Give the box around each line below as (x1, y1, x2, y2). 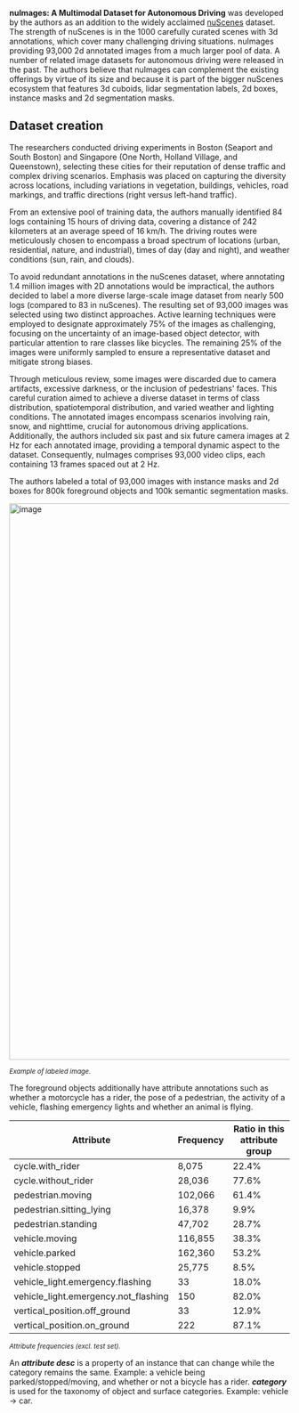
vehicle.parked (13, 1247, 76, 1259)
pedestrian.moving (13, 1189, 93, 1201)
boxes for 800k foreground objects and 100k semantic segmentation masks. (9, 485, 289, 496)
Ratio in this (232, 1122, 285, 1134)
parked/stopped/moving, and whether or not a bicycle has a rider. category (9, 1376, 287, 1387)
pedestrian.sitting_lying (13, 1203, 111, 1215)
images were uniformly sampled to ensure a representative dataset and (9, 346, 271, 357)
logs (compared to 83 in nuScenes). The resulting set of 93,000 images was (9, 299, 289, 310)
